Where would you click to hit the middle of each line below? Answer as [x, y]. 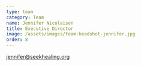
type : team [20, 12]
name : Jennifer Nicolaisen [40, 23]
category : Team [25, 17]
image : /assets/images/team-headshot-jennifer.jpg [71, 34]
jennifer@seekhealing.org [38, 57]
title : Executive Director [40, 28]
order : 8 [17, 40]
